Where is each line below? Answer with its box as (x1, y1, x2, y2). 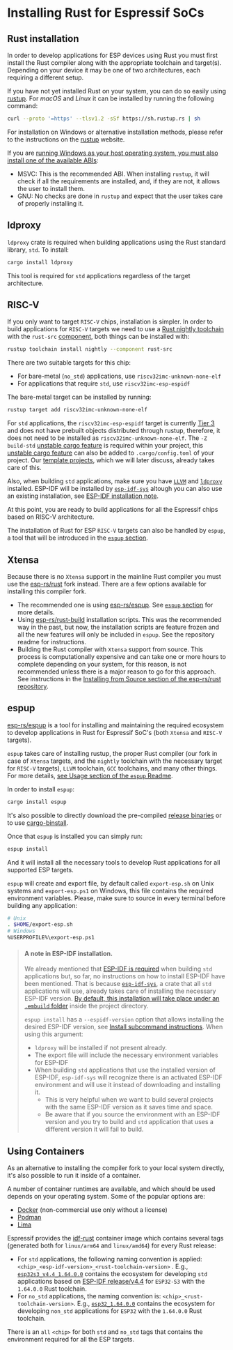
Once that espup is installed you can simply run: (7, 832, 143, 840)
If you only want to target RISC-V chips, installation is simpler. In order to (7, 317, 214, 326)
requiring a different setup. (7, 73, 84, 82)
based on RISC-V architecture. (7, 513, 95, 521)
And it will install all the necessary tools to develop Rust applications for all (7, 858, 220, 866)
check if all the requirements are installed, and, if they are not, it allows (17, 176, 220, 185)
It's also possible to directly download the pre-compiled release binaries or (7, 811, 222, 819)
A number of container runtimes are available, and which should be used (7, 1185, 216, 1193)
